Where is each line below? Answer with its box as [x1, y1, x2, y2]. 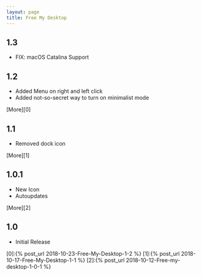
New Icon [15, 185, 40, 193]
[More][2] [6, 204, 31, 211]
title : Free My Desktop [6, 15, 67, 21]
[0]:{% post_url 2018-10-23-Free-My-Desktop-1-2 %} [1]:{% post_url [6, 250, 180, 257]
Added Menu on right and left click [15, 88, 103, 95]
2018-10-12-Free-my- [125, 256, 181, 264]
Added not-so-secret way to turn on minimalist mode [15, 94, 149, 102]
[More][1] [6, 151, 30, 159]
